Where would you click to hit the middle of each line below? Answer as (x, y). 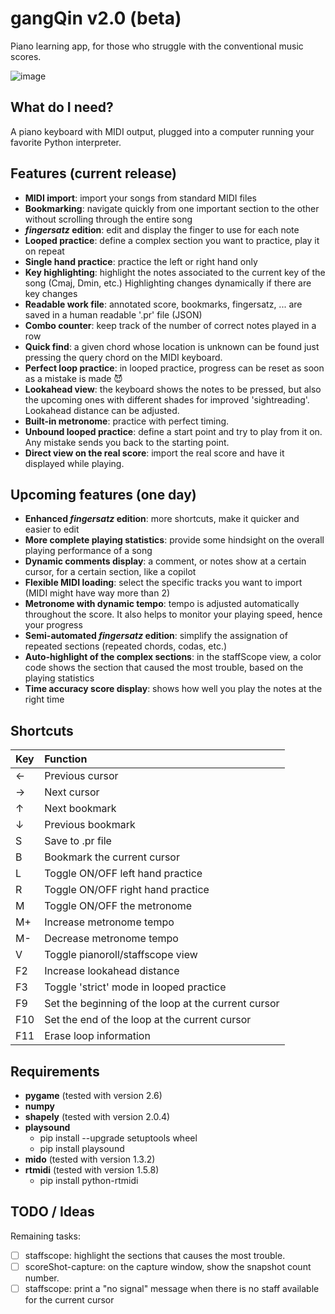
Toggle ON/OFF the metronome (118, 906)
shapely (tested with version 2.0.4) (97, 1116)
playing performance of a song (88, 551)
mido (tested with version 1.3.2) (90, 1159)
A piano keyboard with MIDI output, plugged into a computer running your (162, 131)
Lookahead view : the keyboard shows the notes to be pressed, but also (173, 389)
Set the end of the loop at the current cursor (148, 1020)
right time (44, 699)
